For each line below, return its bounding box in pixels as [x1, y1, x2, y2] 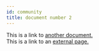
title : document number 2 [6, 15, 72, 21]
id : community [6, 8, 43, 15]
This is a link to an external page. [6, 38, 89, 45]
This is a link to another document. [6, 31, 93, 38]
